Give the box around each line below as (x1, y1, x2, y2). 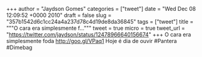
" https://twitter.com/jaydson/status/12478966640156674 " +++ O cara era (6, 31, 192, 38)
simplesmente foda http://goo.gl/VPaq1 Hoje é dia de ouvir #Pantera (6, 38, 178, 44)
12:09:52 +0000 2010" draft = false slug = (6, 12, 112, 19)
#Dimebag (6, 44, 32, 51)
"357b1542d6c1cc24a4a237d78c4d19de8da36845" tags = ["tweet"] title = (6, 18, 193, 25)
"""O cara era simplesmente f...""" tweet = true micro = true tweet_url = (6, 24, 186, 32)
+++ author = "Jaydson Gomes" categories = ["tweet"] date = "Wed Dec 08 (6, 5, 196, 12)
